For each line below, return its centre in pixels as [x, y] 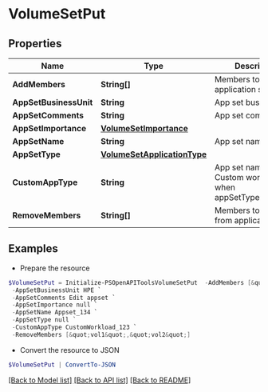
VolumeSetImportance [145, 128]
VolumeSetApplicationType [154, 154]
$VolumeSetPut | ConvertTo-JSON [62, 365]
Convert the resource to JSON [69, 350]
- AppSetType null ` [44, 320]
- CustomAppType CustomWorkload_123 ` [74, 328]
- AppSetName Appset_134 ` [55, 313]
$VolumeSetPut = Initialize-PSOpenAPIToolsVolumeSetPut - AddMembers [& [132, 282]
